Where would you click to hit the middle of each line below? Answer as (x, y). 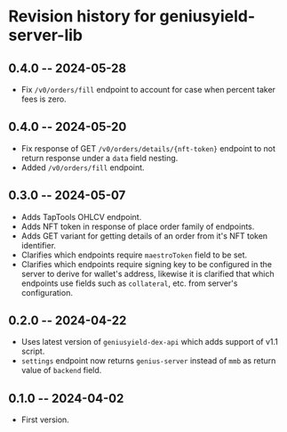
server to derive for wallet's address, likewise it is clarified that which (147, 273)
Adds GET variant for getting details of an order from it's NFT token (144, 236)
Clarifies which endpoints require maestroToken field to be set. (134, 255)
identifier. (39, 245)
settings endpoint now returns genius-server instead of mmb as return (148, 361)
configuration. (47, 292)
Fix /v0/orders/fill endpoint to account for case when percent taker (148, 90)
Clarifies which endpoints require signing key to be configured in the (147, 264)
